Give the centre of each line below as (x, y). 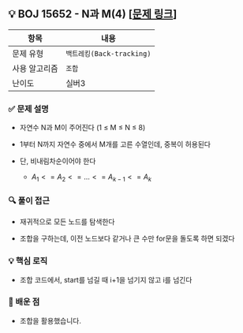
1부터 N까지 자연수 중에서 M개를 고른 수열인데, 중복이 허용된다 (115, 144)
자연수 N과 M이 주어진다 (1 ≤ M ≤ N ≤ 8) (82, 128)
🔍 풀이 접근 (29, 200)
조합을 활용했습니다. (50, 320)
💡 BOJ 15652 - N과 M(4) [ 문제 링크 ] (93, 14)
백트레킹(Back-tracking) (108, 53)
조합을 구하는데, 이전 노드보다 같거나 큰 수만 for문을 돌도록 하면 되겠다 (127, 238)
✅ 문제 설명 (28, 109)
